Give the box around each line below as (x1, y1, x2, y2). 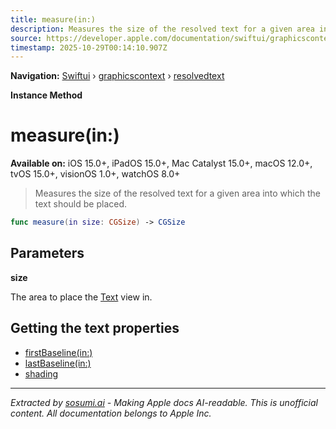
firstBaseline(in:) (24, 346, 93, 358)
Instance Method (10, 89, 83, 101)
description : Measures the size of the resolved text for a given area (10, 24, 315, 34)
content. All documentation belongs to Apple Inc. (10, 407, 212, 419)
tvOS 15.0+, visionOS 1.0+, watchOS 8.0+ (10, 168, 181, 180)
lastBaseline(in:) (24, 357, 92, 369)
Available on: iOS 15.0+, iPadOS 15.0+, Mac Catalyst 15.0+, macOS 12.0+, (10, 157, 313, 170)
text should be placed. (34, 198, 128, 210)
